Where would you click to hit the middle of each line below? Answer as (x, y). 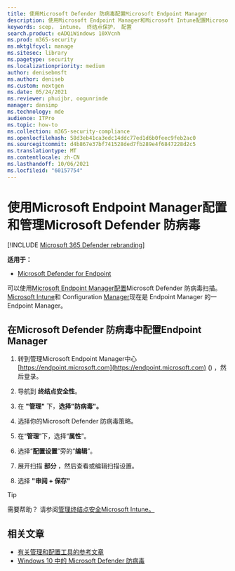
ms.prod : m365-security (42, 40)
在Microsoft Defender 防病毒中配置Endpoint (105, 330)
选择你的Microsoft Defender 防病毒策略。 (77, 421)
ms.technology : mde (36, 112)
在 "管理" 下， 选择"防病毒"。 (60, 406)
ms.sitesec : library (38, 53)
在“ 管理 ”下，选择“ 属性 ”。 (54, 436)
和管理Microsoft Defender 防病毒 (104, 225)
